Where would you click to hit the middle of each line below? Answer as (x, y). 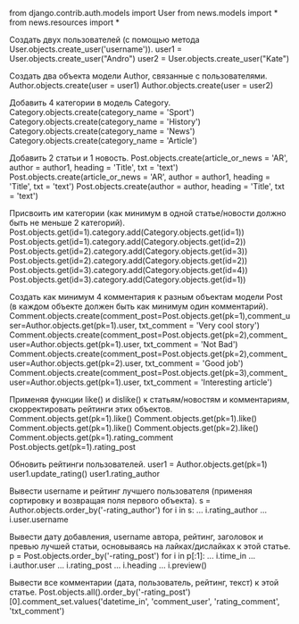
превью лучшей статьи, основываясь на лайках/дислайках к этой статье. (150, 546)
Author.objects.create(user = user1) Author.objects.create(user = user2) (141, 85)
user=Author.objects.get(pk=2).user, (76, 363)
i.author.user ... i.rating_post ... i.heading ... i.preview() (108, 565)
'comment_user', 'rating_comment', (216, 601)
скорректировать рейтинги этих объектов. (91, 409)
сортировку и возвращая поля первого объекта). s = (110, 500)
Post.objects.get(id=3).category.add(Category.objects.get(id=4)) (129, 270)
